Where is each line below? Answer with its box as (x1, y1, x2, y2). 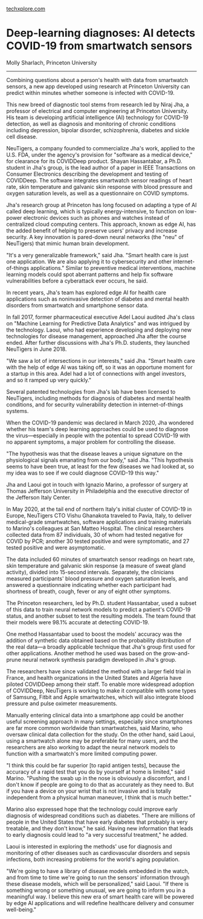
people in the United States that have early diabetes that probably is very (6, 818, 188, 825)
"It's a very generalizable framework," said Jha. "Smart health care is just (6, 251, 189, 258)
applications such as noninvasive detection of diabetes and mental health (6, 295, 189, 303)
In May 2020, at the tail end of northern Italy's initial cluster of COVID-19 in (6, 505, 192, 513)
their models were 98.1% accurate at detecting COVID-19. (6, 618, 150, 626)
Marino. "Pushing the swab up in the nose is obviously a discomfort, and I (6, 774, 190, 781)
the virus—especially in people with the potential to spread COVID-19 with (6, 432, 190, 439)
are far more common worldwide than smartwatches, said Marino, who (6, 724, 183, 731)
